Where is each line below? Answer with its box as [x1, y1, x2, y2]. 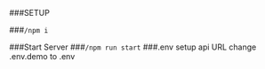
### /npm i [9, 25, 49, 34]
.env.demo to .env [9, 51, 76, 61]
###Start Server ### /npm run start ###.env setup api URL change [9, 42, 257, 52]
